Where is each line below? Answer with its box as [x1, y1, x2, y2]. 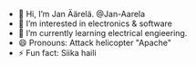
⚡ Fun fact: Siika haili [17, 48, 98, 58]
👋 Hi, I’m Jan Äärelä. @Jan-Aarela [17, 9, 146, 19]
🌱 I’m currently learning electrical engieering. [17, 28, 188, 38]
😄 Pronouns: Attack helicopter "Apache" [17, 37, 171, 48]
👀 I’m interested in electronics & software [17, 18, 173, 29]
